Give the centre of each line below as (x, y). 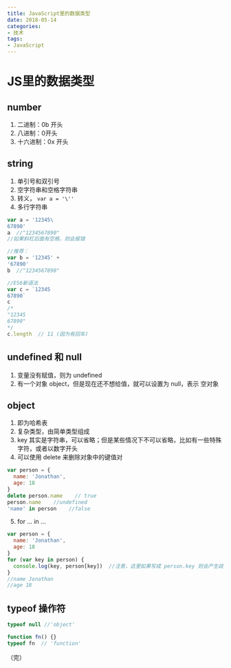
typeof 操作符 (36, 608)
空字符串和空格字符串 (47, 189)
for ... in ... (31, 522)
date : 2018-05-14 (32, 20)
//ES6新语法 (23, 283)
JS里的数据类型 (51, 81)
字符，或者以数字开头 (47, 449)
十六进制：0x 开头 (43, 142)
